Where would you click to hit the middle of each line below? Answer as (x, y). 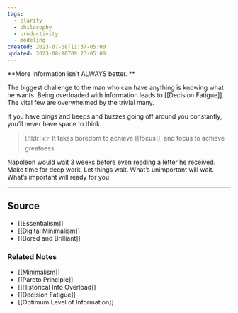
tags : (15, 14)
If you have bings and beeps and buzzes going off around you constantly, (115, 116)
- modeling (30, 40)
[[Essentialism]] (40, 223)
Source (24, 206)
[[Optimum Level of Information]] (66, 302)
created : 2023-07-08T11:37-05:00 (57, 47)
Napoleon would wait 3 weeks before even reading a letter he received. (112, 162)
